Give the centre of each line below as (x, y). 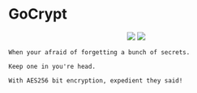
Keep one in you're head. (52, 66)
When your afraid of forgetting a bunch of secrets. (99, 52)
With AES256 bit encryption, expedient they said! (96, 80)
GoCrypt (38, 14)
